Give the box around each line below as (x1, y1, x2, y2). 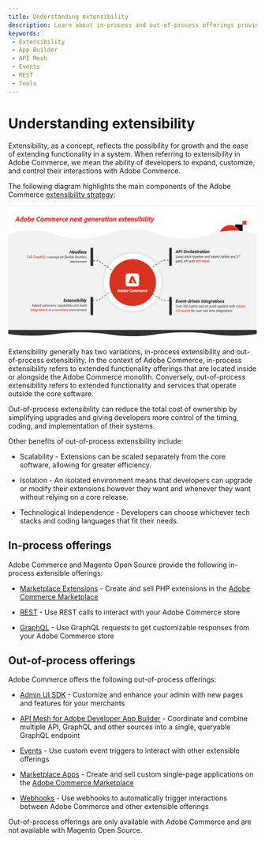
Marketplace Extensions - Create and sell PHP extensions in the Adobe (19, 584, 251, 593)
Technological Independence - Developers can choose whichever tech (19, 507, 250, 517)
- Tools (11, 79, 37, 87)
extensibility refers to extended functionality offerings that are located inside (8, 364, 257, 373)
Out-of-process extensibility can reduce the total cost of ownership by (8, 404, 237, 414)
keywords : (8, 29, 41, 37)
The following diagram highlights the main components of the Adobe (8, 181, 231, 191)
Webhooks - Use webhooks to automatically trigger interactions (19, 793, 227, 803)
